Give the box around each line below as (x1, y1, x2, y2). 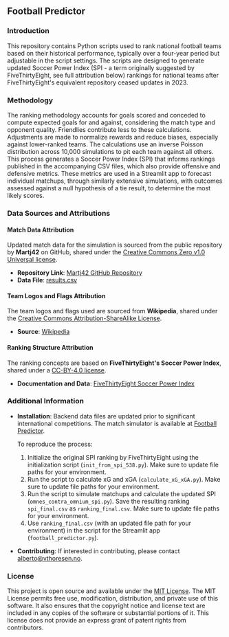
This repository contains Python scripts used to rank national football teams (7, 41, 222, 50)
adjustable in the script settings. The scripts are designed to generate (7, 56, 204, 65)
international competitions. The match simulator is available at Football (17, 419, 217, 427)
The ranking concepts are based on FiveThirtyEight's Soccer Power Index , (7, 359, 221, 367)
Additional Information (7, 396, 85, 406)
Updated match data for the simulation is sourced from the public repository (7, 241, 223, 249)
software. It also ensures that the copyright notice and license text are (7, 601, 206, 610)
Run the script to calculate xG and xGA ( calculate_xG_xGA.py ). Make (27, 475, 221, 483)
